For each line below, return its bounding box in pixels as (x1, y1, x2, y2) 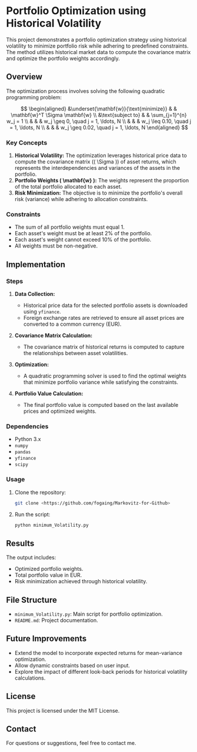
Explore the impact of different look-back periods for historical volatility (14, 668, 188, 675)
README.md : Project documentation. (14, 617, 98, 624)
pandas (14, 449, 31, 455)
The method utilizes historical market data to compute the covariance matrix (6, 48, 191, 55)
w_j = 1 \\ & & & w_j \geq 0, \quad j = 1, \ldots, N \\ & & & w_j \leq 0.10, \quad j (6, 118, 191, 125)
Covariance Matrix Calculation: (14, 332, 93, 339)
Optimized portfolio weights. (14, 566, 84, 573)
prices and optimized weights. (23, 407, 97, 415)
